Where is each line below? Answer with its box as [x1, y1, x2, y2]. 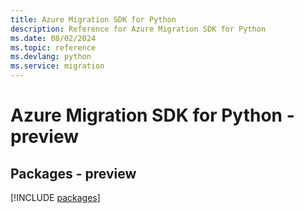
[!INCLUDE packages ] [10, 192, 101, 203]
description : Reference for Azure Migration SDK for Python [10, 24, 267, 34]
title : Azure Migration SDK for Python [10, 14, 177, 25]
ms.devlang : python [10, 52, 92, 62]
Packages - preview [10, 165, 137, 182]
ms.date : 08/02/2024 [10, 33, 97, 43]
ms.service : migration [10, 61, 105, 71]
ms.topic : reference [10, 42, 97, 53]
